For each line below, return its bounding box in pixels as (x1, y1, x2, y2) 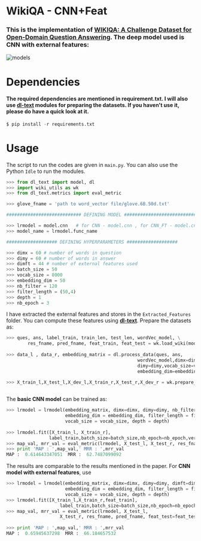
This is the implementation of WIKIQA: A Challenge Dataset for (6, 26, 192, 34)
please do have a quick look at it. (6, 108, 89, 115)
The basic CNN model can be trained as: (6, 396, 108, 403)
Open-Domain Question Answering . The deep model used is (6, 33, 185, 41)
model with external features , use (6, 469, 92, 476)
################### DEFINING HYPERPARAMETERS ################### (6, 239, 178, 245)
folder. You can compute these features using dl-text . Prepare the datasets (6, 317, 191, 324)
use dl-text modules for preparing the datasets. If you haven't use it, (6, 102, 179, 109)
